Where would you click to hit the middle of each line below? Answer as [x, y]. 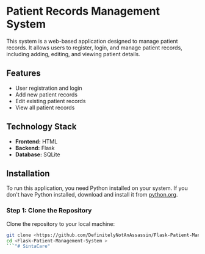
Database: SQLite [38, 154]
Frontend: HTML [36, 141]
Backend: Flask [35, 148]
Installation [28, 173]
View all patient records [45, 107]
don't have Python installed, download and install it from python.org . [92, 195]
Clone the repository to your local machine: [61, 223]
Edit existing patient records [50, 101]
